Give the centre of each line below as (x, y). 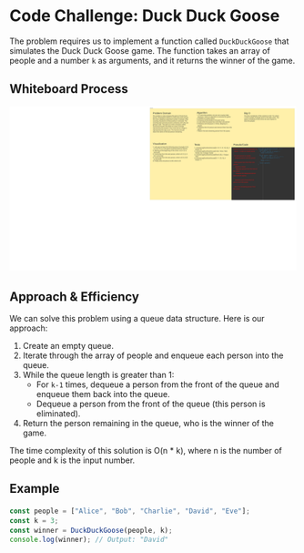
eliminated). (58, 413)
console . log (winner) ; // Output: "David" (89, 540)
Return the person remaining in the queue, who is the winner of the (148, 423)
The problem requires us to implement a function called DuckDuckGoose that (149, 41)
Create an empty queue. (68, 345)
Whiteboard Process (69, 89)
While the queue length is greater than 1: (98, 374)
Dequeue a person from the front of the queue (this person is (151, 404)
